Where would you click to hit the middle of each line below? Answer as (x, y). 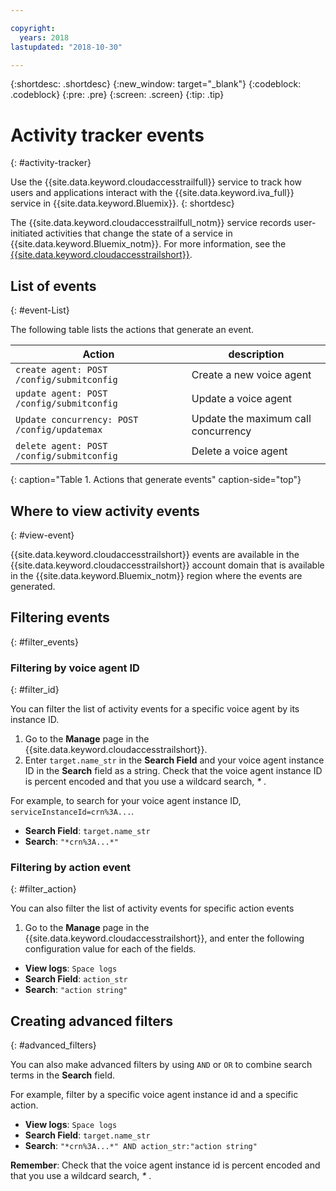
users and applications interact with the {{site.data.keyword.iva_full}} (152, 193)
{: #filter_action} (43, 889)
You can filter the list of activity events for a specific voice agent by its (155, 709)
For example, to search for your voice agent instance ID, (126, 801)
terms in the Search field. (63, 1075)
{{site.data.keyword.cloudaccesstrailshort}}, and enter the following (164, 938)
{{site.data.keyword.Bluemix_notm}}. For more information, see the (148, 244)
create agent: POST (61, 370)
